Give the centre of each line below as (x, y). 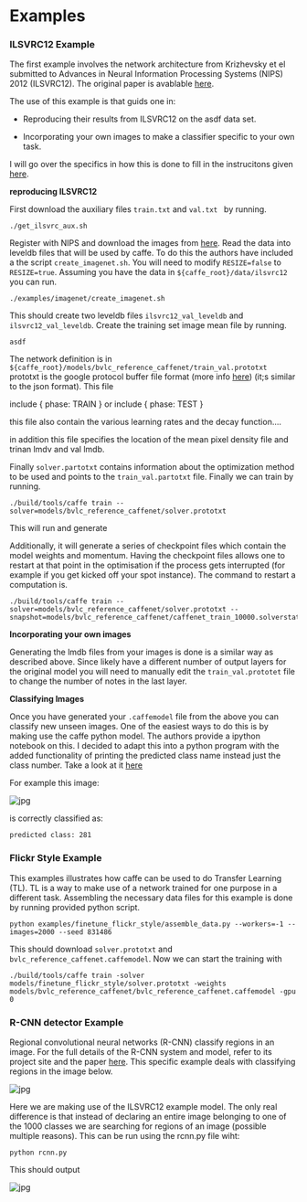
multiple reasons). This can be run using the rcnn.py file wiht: (125, 1136)
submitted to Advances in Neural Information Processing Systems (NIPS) (146, 74)
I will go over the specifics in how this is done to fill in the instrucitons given (152, 165)
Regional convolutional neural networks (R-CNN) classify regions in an (142, 1042)
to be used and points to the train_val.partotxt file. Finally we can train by (152, 477)
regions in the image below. (61, 1071)
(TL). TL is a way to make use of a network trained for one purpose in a (143, 888)
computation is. (39, 585)
